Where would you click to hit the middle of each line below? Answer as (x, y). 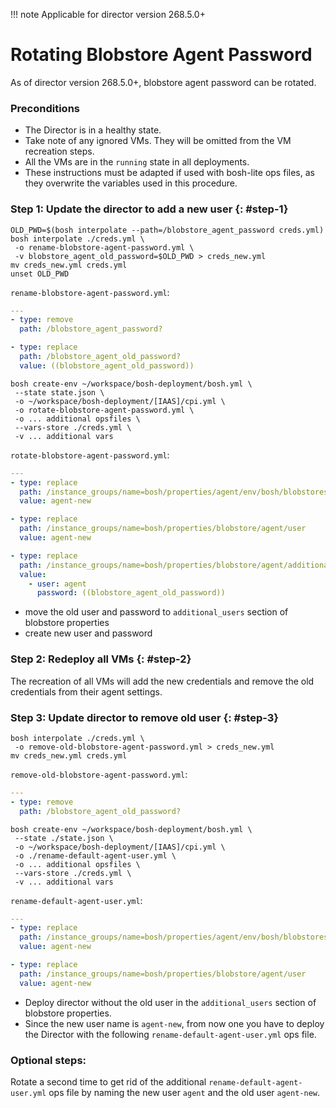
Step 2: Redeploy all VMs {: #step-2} (101, 659)
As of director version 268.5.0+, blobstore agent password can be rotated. (163, 82)
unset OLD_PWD (40, 274)
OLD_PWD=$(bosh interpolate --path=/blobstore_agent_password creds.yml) (167, 230)
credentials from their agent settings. (86, 691)
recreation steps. (59, 151)
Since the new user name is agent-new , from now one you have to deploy (174, 1023)
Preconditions (45, 108)
